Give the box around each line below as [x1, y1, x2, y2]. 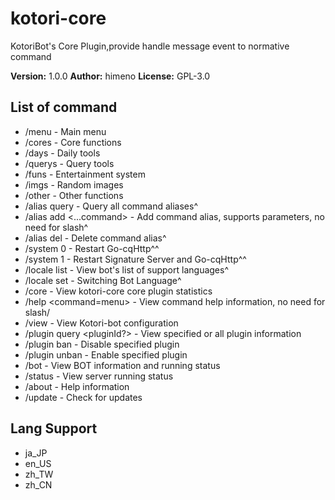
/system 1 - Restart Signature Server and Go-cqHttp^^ [24, 253, 247, 265]
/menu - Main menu [24, 125, 107, 137]
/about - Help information [24, 380, 130, 392]
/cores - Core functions [24, 136, 122, 148]
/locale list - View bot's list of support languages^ [24, 263, 230, 276]
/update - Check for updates [24, 391, 143, 403]
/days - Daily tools [24, 147, 101, 159]
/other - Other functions [24, 189, 124, 201]
